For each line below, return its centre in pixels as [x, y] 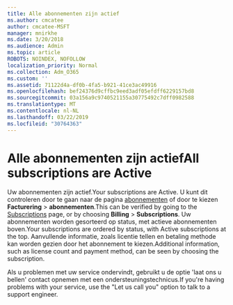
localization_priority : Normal [53, 65]
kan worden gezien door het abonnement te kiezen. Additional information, [114, 244]
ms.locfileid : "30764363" [45, 124]
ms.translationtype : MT [42, 104]
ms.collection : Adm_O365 [43, 72]
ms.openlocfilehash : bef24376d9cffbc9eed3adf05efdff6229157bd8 [101, 91]
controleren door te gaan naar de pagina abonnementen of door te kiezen [113, 200]
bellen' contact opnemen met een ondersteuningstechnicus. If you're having [116, 280]
